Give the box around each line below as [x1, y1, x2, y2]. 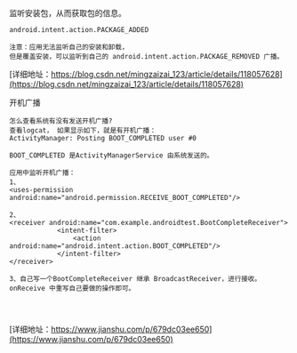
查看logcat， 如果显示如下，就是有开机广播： [9, 126, 157, 135]
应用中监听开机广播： [9, 168, 76, 177]
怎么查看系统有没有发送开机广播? [9, 116, 113, 125]
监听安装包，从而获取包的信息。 [9, 8, 126, 18]
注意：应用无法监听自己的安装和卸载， [9, 43, 129, 52]
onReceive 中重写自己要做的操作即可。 [9, 284, 136, 293]
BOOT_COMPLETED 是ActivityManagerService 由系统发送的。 [9, 151, 214, 160]
